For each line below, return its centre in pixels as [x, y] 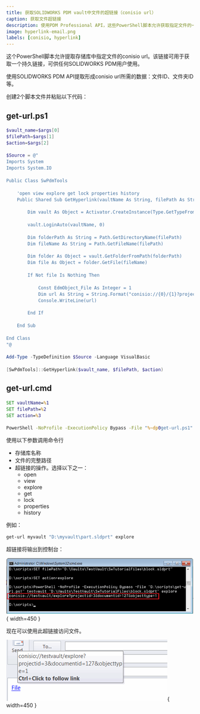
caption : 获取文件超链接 [34, 19]
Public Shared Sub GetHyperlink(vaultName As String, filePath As [101, 200]
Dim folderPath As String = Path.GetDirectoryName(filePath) [105, 237]
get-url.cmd [29, 388]
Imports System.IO [29, 168]
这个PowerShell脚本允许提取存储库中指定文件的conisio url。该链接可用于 [95, 56]
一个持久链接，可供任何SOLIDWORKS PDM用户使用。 [77, 64]
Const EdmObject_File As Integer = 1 [85, 288]
